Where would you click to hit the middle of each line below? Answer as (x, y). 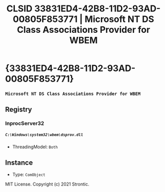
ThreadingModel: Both (35, 147)
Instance (19, 162)
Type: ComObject (29, 175)
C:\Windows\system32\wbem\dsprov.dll (44, 135)
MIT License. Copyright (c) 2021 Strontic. (47, 184)
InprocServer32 (25, 123)
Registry (19, 109)
